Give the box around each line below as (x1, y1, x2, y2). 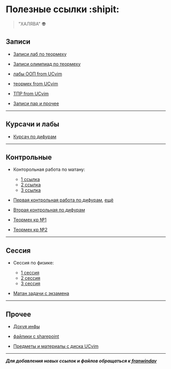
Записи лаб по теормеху (13, 51, 67, 57)
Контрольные (6, 153, 52, 162)
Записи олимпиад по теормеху (13, 61, 81, 67)
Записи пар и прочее (13, 100, 59, 107)
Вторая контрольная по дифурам (13, 207, 85, 213)
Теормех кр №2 (13, 227, 48, 233)
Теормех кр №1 (13, 217, 47, 223)
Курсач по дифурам (13, 134, 57, 140)
